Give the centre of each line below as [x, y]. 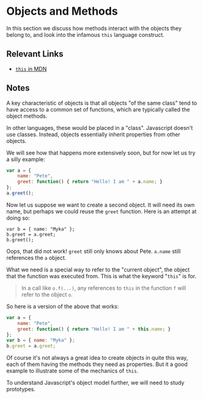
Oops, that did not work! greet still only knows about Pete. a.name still [94, 251]
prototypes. [21, 389]
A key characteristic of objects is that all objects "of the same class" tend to [102, 103]
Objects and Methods [62, 11]
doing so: [18, 218]
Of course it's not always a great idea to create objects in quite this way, [97, 358]
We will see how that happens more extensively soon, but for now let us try [101, 153]
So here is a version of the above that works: [63, 306]
